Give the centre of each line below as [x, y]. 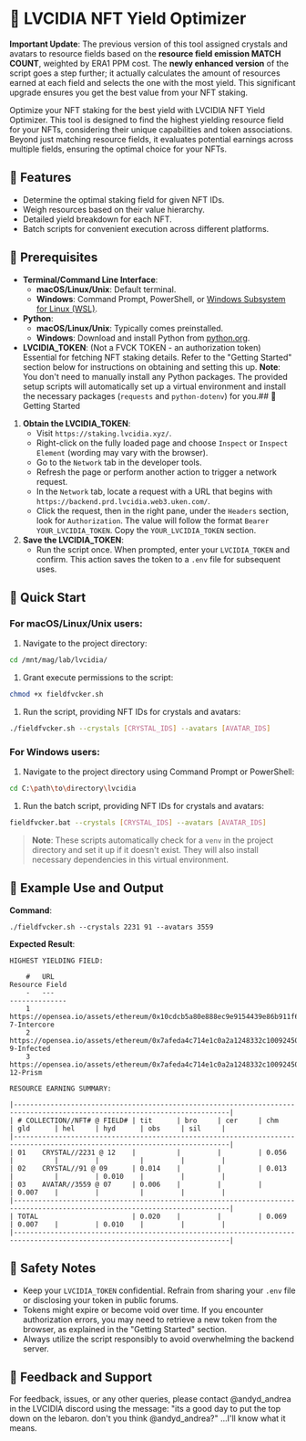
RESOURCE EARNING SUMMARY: [61, 1089]
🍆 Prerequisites [54, 258]
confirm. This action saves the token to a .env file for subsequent [158, 559]
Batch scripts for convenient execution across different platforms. [146, 228]
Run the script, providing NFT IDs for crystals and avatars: [132, 712]
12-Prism [26, 1072]
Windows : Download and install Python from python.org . [143, 338]
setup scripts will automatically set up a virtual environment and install [154, 386]
